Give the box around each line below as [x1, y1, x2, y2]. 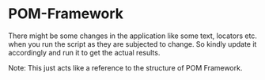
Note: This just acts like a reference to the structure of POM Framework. [8, 63, 243, 72]
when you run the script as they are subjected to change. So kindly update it [8, 39, 257, 48]
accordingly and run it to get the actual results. [8, 48, 161, 57]
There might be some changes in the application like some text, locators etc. [8, 31, 257, 40]
